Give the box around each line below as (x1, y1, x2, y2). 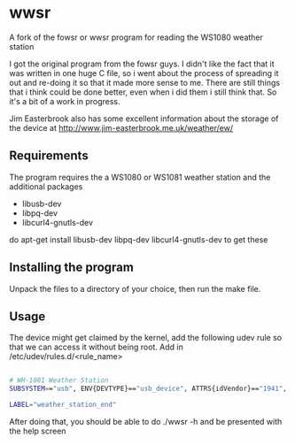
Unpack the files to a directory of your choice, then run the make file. (9, 283, 261, 294)
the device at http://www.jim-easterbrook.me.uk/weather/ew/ (9, 122, 234, 133)
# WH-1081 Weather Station (9, 376, 109, 385)
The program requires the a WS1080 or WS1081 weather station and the (9, 172, 271, 182)
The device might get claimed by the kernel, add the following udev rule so (9, 333, 282, 343)
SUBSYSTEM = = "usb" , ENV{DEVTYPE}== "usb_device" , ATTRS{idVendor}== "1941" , (9, 384, 288, 394)
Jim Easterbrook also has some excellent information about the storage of (9, 113, 279, 124)
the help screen (9, 426, 66, 436)
